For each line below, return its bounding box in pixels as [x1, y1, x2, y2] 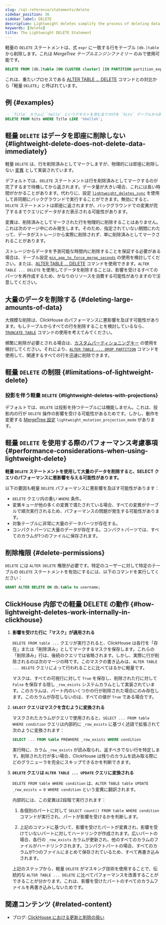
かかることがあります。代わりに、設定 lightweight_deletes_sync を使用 [13, 190, 160, 196]
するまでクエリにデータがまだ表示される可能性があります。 [9, 209, 130, 215]
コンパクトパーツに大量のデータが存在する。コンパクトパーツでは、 [12, 526, 151, 533]
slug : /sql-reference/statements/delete [5, 7, 90, 12]
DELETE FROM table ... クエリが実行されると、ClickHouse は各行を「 [12, 640, 154, 646]
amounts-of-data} [5, 303, 63, 312]
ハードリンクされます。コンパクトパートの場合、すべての [37, 843, 153, 849]
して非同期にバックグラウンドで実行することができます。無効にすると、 [5, 196, 152, 202]
